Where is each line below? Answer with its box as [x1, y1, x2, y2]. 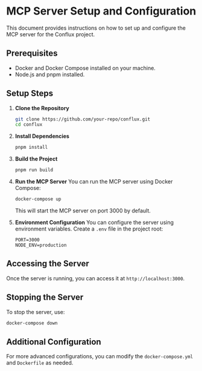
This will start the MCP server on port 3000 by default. [14, 207, 151, 214]
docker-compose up [14, 196, 62, 202]
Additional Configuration [6, 337, 101, 347]
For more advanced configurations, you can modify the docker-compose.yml [6, 353, 194, 360]
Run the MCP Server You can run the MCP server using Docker [14, 178, 173, 185]
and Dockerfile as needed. [6, 359, 74, 367]
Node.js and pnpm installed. [14, 71, 85, 78]
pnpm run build [14, 167, 54, 173]
